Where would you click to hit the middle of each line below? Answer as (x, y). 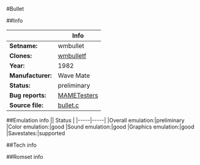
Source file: (27, 105)
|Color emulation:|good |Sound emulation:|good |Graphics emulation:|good (100, 127)
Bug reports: (28, 95)
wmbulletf (72, 56)
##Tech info (21, 145)
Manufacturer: (31, 75)
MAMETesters (78, 95)
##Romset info (25, 157)
